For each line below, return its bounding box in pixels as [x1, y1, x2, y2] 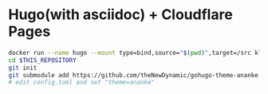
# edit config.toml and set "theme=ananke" [8, 78, 156, 87]
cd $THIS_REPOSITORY [8, 56, 77, 65]
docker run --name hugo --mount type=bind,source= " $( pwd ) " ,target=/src [8, 49, 251, 57]
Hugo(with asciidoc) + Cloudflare [8, 6, 233, 24]
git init [8, 64, 37, 72]
